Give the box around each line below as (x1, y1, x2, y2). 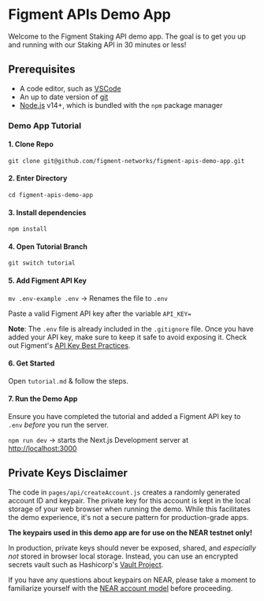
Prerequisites (8, 63, 76, 76)
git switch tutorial (8, 259, 76, 267)
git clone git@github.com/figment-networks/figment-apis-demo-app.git (8, 157, 245, 165)
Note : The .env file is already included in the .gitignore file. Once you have (8, 324, 254, 333)
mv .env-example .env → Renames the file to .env (8, 293, 168, 302)
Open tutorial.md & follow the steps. (8, 376, 128, 385)
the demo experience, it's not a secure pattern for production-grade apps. (8, 512, 249, 521)
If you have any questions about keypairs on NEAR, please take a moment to (8, 575, 256, 584)
